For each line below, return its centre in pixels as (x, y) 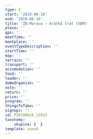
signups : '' (17, 111)
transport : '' (20, 65)
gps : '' (13, 33)
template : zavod (22, 129)
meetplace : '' (20, 42)
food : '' (14, 74)
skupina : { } (28, 124)
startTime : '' (20, 51)
